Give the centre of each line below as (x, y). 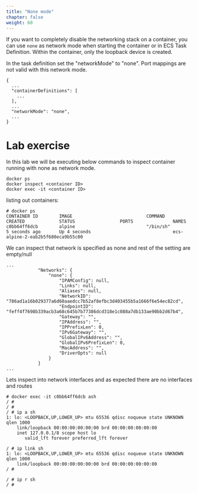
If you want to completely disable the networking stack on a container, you (97, 40)
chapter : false (25, 17)
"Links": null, (77, 286)
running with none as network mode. (51, 168)
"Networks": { (55, 270)
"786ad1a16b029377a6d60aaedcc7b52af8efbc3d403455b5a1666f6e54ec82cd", (95, 302)
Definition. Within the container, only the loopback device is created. (89, 52)
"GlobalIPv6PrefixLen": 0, (92, 343)
